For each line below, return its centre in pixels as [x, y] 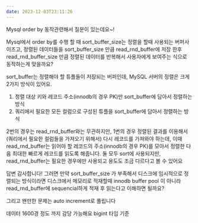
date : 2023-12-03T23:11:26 [39, 12]
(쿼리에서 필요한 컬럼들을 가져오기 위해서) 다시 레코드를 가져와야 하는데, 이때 [94, 138]
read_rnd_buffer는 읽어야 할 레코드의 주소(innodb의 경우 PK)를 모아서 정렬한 [95, 146]
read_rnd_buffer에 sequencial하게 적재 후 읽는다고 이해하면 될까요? [85, 188]
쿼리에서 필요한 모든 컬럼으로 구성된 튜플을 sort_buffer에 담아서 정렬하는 [98, 111]
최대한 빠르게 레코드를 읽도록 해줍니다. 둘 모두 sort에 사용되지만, [87, 153]
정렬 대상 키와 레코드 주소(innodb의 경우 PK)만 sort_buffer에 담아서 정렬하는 [103, 96]
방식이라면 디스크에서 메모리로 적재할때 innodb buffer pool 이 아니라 [101, 180]
